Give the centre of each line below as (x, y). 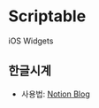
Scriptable (47, 16)
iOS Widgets (31, 41)
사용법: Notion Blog (55, 94)
